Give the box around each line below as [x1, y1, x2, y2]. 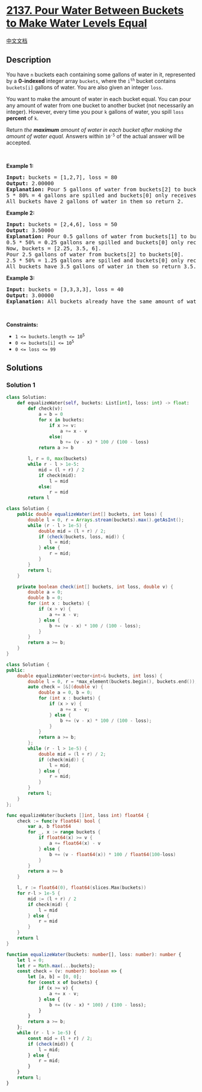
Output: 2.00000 [6, 180, 54, 187]
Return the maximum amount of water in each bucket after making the [6, 126, 182, 133]
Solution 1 [6, 381, 35, 389]
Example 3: [6, 274, 35, 282]
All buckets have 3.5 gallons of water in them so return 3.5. [6, 263, 197, 270]
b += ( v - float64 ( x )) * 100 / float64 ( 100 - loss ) [49, 851, 176, 857]
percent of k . [6, 114, 39, 122]
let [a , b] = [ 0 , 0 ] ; [28, 974, 82, 980]
